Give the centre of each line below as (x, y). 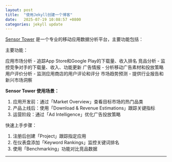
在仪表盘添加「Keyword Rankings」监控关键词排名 (66, 143)
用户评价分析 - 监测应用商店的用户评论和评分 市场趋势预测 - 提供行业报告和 (84, 74)
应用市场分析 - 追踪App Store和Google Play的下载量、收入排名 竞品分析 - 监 (85, 61)
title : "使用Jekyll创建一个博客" (39, 15)
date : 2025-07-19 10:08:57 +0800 (43, 19)
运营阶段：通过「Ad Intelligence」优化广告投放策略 (67, 115)
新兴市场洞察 (19, 80)
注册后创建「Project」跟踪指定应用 (49, 136)
